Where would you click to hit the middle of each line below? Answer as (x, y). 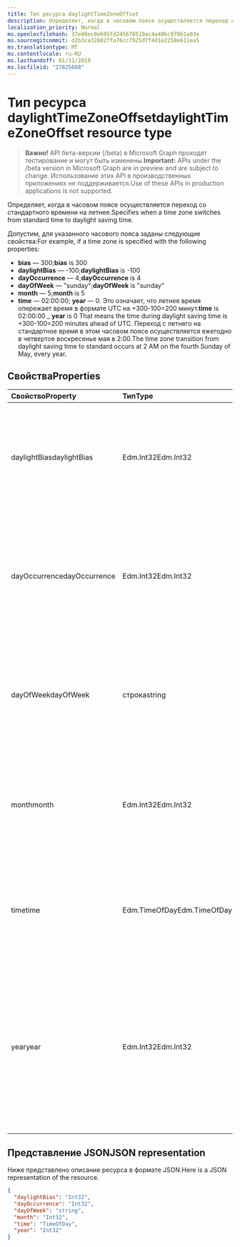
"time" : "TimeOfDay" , (46, 1224)
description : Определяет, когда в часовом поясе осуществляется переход (118, 21)
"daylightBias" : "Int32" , (52, 1198)
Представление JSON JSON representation (106, 1152)
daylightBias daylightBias (52, 457)
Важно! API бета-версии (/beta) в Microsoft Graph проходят (116, 153)
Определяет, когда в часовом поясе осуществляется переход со (107, 204)
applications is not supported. (69, 191)
